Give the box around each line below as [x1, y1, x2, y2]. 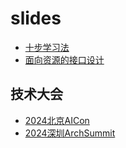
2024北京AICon [24, 114, 90, 126]
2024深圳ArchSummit [24, 127, 116, 139]
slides [10, 7, 62, 30]
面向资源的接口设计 [24, 53, 105, 66]
